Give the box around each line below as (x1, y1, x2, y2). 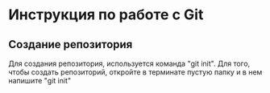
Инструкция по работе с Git (8, 6, 204, 24)
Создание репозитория (8, 38, 133, 51)
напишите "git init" (8, 76, 71, 85)
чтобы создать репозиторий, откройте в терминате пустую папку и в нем (8, 67, 263, 77)
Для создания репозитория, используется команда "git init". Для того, (8, 59, 251, 68)
